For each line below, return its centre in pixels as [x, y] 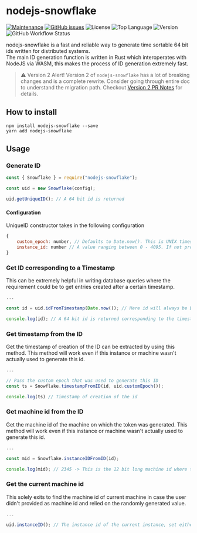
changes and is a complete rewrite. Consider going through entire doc [105, 81]
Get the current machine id [45, 484]
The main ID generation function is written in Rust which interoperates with [96, 57]
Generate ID [23, 166]
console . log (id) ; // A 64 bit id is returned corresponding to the [90, 319]
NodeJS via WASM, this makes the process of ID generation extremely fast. [97, 64]
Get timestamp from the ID [45, 334]
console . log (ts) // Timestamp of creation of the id [72, 397]
